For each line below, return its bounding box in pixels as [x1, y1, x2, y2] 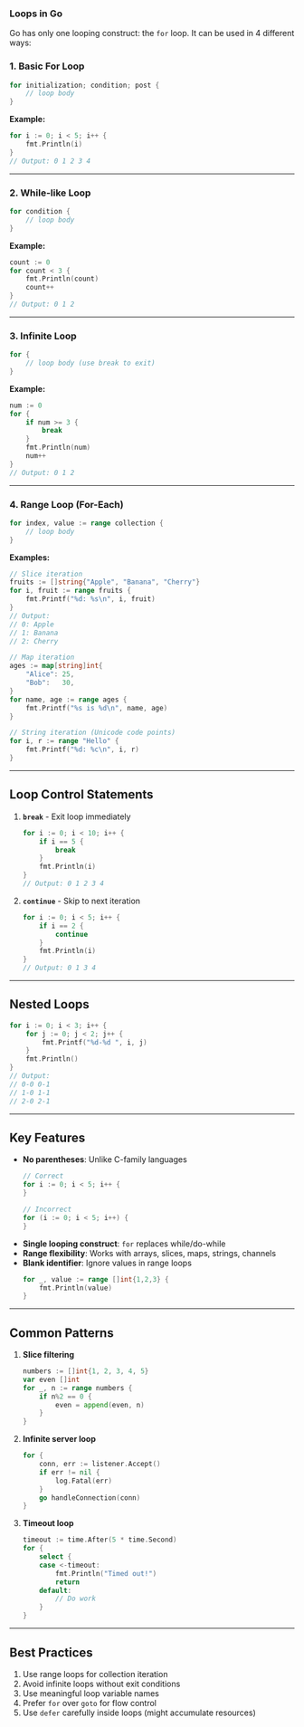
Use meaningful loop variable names [22, 1687, 160, 1699]
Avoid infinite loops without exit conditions [22, 1678, 181, 1689]
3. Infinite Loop [9, 329, 77, 342]
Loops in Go [9, 7, 63, 20]
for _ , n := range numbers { [22, 1383, 133, 1392]
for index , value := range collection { [9, 519, 165, 528]
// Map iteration [9, 653, 75, 663]
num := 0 [9, 401, 43, 410]
